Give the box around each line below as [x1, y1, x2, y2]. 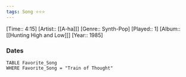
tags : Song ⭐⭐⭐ [6, 8, 45, 15]
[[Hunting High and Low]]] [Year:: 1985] [6, 31, 103, 39]
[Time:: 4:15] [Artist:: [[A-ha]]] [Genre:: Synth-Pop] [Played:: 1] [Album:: [6, 25, 181, 32]
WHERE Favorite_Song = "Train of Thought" [6, 65, 113, 71]
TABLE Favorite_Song [6, 60, 58, 66]
